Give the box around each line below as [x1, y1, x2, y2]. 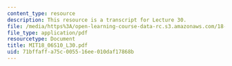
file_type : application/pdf [7, 29, 88, 36]
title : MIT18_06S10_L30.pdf [7, 42, 88, 49]
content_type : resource [7, 10, 76, 17]
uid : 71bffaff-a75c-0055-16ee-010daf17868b [7, 49, 135, 56]
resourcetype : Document [7, 36, 76, 43]
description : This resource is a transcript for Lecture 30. [7, 16, 187, 23]
